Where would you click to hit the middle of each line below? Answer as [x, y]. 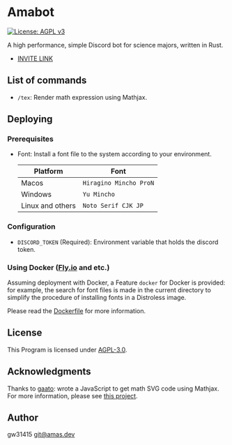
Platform [48, 172]
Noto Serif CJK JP [113, 206]
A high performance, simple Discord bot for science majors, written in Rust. [115, 45]
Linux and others [48, 206]
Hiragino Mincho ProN [118, 183]
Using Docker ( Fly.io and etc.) [59, 267]
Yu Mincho [99, 195]
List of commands [47, 81]
